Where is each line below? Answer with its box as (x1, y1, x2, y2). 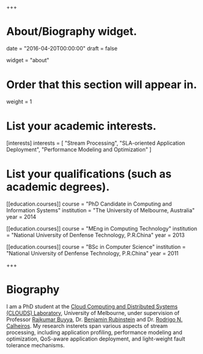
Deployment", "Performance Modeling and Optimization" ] (6, 145, 152, 153)
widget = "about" (6, 56, 50, 64)
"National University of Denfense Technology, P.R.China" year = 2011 (6, 249, 179, 257)
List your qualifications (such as (6, 167, 172, 181)
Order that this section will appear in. (6, 78, 198, 92)
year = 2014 (6, 213, 36, 220)
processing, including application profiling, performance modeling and (6, 328, 182, 336)
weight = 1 (6, 98, 32, 105)
